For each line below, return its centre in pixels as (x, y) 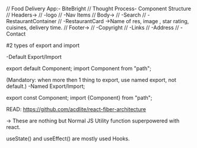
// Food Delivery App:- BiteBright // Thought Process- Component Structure (99, 9)
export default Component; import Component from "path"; (79, 68)
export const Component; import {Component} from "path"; (79, 98)
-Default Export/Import (34, 57)
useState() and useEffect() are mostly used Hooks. (68, 138)
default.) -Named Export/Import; (46, 86)
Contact (16, 34)
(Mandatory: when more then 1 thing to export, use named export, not (91, 80)
